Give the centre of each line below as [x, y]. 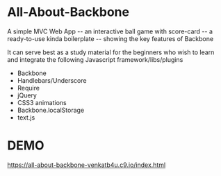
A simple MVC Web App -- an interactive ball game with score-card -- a [110, 31]
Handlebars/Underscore [52, 80]
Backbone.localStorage [51, 110]
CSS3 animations [42, 102]
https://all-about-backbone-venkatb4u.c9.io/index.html [87, 165]
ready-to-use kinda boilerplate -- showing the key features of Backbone [110, 38]
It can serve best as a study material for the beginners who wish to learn [111, 52]
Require [28, 88]
